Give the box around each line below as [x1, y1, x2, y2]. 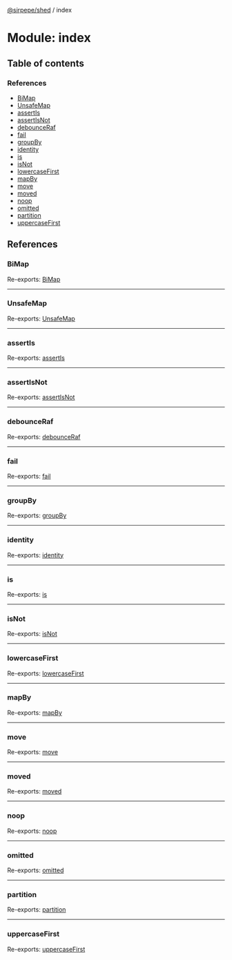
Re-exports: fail [7, 472, 51, 481]
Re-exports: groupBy [7, 511, 67, 520]
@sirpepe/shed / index [7, 6, 72, 14]
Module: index [7, 30, 91, 46]
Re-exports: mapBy [7, 708, 62, 717]
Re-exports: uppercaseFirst [7, 945, 86, 953]
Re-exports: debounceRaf [7, 432, 81, 441]
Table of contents [7, 57, 84, 69]
